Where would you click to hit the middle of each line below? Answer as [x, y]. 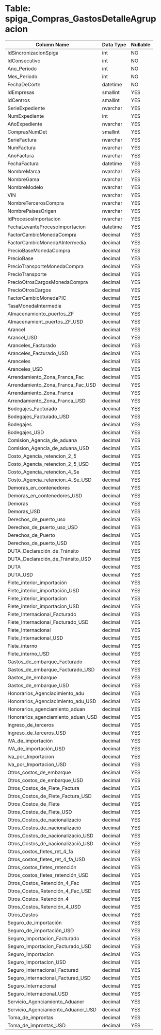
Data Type [114, 44]
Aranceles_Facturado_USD [38, 353]
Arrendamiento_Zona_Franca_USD [47, 400]
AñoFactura [21, 155]
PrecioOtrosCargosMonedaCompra [48, 282]
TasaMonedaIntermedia [34, 306]
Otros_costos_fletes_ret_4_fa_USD [47, 859]
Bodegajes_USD [26, 432]
